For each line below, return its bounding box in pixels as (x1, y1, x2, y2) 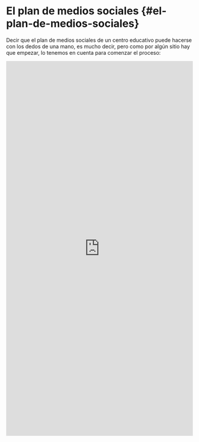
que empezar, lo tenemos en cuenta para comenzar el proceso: (6, 49, 161, 56)
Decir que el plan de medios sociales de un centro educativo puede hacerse (6, 36, 192, 43)
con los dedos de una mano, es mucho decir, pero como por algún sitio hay (6, 43, 191, 50)
